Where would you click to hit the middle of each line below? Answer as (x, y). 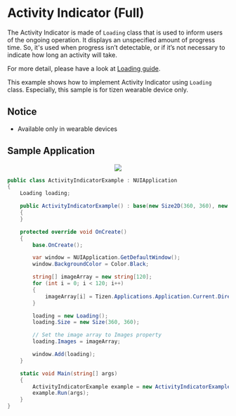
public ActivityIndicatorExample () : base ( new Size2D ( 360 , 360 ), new (124, 206)
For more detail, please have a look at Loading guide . (84, 68)
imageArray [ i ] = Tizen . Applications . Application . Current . (131, 296)
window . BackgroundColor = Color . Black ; (91, 264)
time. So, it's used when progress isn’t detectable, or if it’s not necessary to (116, 47)
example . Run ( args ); (61, 393)
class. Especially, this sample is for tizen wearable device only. (98, 89)
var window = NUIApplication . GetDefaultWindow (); (106, 258)
